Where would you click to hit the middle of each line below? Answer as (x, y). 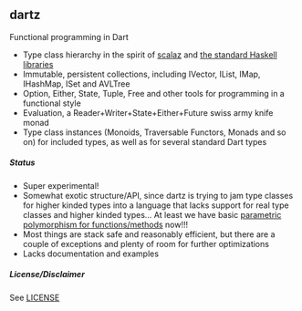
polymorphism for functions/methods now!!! (105, 224)
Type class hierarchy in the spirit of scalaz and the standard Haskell (150, 55)
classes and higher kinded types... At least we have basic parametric (152, 214)
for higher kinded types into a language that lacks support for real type (156, 205)
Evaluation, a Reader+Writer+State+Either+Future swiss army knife (148, 112)
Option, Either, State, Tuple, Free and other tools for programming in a (153, 93)
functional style (52, 103)
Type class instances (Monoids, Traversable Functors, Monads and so (154, 132)
